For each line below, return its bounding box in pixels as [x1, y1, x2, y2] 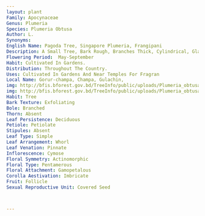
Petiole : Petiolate [6, 122, 56, 128]
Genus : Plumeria [6, 20, 48, 26]
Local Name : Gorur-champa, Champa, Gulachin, [6, 77, 124, 83]
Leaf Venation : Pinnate [6, 144, 67, 151]
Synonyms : [6, 37, 32, 43]
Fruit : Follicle [6, 179, 48, 185]
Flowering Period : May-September [6, 54, 95, 60]
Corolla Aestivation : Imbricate [6, 173, 88, 179]
